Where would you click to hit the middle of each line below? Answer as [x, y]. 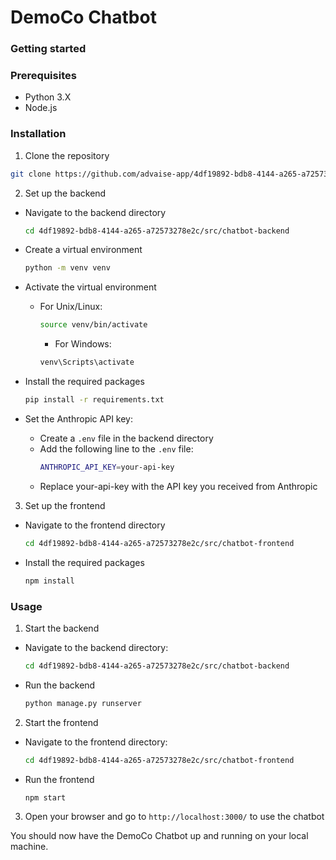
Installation [38, 134]
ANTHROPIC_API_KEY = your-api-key [107, 467]
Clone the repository [67, 155]
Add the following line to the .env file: [116, 448]
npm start [45, 797]
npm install [49, 581]
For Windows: [83, 344]
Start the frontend [61, 722]
